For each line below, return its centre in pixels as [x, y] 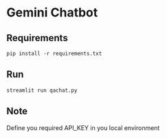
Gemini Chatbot [52, 13]
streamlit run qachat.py [42, 90]
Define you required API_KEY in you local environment [83, 127]
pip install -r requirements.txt [54, 53]
